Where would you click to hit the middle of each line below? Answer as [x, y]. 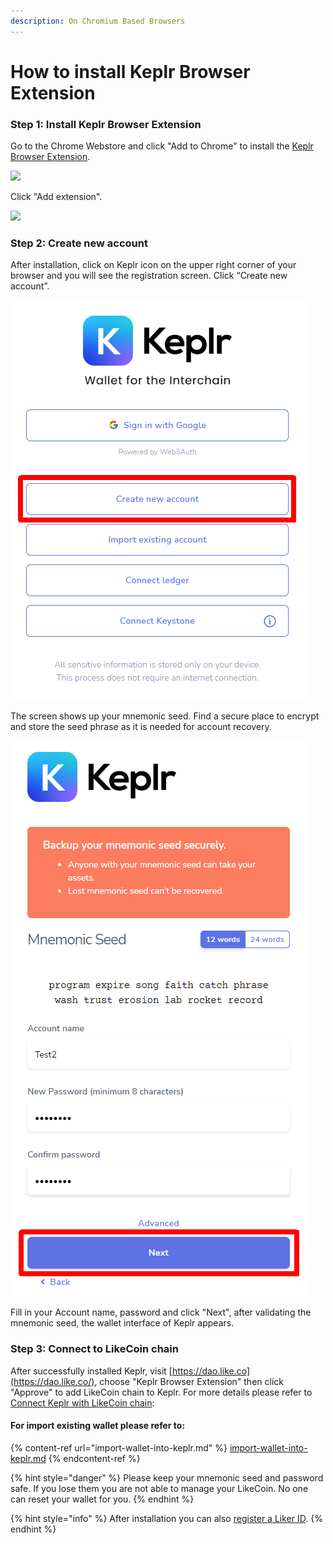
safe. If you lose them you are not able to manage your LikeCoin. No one [159, 1488]
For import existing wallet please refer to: [98, 1426]
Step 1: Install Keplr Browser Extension [106, 124]
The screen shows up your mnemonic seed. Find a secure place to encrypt [165, 716]
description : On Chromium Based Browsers [98, 21]
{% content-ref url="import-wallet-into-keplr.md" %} [119, 1447]
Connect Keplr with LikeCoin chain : [82, 1402]
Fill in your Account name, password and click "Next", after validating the [161, 1312]
